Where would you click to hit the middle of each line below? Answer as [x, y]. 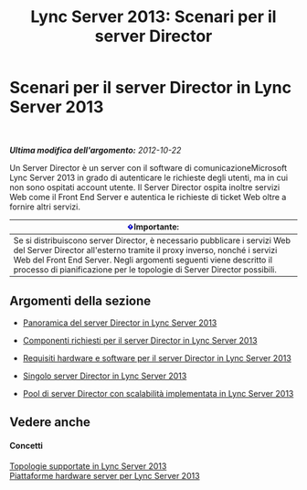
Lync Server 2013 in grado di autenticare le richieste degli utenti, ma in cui [149, 177]
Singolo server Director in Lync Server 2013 [105, 376]
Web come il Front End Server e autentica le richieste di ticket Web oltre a [148, 197]
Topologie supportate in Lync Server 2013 [88, 466]
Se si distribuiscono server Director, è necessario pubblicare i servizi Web [152, 240]
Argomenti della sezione [80, 300]
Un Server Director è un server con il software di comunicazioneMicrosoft [148, 167]
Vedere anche [50, 422]
